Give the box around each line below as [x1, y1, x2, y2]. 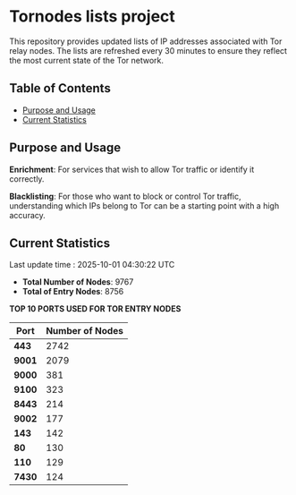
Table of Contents [9, 81, 112, 96]
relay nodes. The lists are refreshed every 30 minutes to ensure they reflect [9, 45, 288, 55]
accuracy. [9, 209, 47, 220]
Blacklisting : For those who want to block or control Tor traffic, [9, 191, 241, 201]
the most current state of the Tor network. [9, 55, 164, 65]
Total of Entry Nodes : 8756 [21, 286, 124, 297]
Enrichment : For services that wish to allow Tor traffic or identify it [9, 164, 255, 175]
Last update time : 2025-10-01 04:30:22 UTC [9, 260, 175, 270]
